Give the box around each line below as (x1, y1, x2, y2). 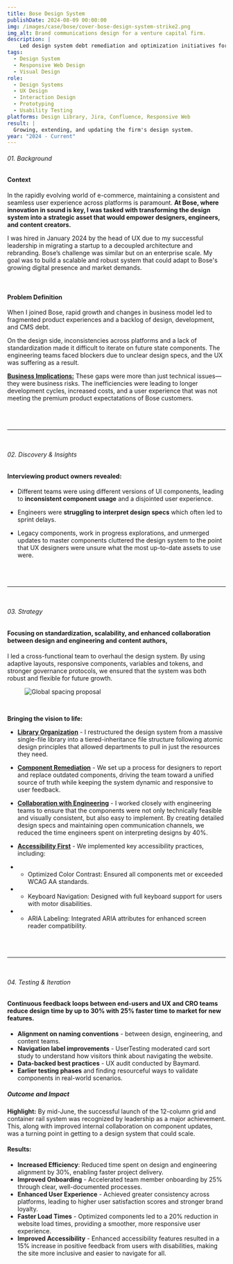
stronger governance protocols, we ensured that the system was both (7, 667, 207, 675)
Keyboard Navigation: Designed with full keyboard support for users (27, 892, 223, 900)
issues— (196, 372, 222, 380)
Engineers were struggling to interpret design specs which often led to (17, 508, 223, 517)
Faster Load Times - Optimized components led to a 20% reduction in (17, 1212, 218, 1221)
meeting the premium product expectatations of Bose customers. (7, 394, 193, 402)
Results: (7, 1145, 32, 1154)
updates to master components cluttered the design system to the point (17, 536, 223, 545)
